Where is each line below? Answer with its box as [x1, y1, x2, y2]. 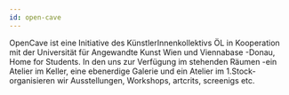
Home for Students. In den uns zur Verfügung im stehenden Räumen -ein [9, 56, 277, 67]
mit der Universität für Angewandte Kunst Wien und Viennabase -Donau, [9, 46, 276, 58]
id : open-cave [9, 12, 62, 22]
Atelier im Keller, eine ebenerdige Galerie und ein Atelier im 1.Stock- [9, 66, 256, 76]
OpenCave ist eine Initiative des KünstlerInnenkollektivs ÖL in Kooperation [9, 37, 280, 48]
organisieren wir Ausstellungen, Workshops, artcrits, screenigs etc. [9, 75, 255, 85]
